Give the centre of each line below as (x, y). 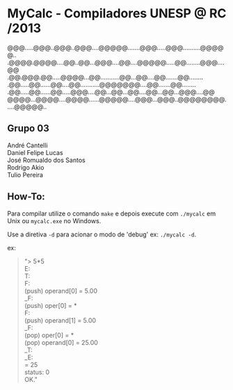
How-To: (26, 197)
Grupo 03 (29, 128)
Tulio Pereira (25, 174)
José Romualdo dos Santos (46, 160)
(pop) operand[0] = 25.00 (61, 342)
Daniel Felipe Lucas (35, 152)
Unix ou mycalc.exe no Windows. (54, 220)
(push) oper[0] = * (51, 305)
